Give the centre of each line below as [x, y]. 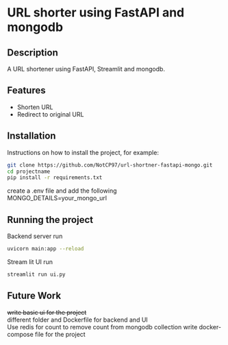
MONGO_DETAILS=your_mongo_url [57, 198]
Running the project [50, 220]
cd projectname [29, 171]
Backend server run [35, 236]
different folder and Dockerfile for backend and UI [78, 320]
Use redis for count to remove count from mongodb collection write [102, 326]
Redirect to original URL [50, 114]
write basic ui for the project [47, 312]
